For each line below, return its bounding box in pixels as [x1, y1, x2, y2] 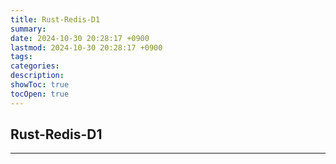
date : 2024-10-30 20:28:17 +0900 [10, 33, 150, 43]
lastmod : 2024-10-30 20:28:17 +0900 [10, 42, 163, 53]
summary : [10, 24, 47, 34]
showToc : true [10, 80, 70, 90]
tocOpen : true [10, 89, 70, 99]
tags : [10, 52, 33, 62]
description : [10, 71, 65, 81]
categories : [10, 61, 60, 71]
